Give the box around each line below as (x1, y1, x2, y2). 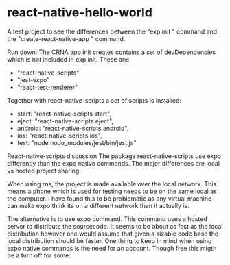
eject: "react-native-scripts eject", (16, 116, 114, 125)
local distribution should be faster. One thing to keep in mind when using (7, 236, 212, 244)
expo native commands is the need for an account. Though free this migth (7, 244, 217, 252)
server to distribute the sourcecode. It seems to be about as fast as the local (7, 222, 223, 230)
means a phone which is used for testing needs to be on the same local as (7, 187, 218, 195)
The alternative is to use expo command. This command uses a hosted (7, 214, 207, 223)
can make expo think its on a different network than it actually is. (7, 201, 190, 210)
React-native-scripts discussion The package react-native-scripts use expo (7, 152, 222, 160)
